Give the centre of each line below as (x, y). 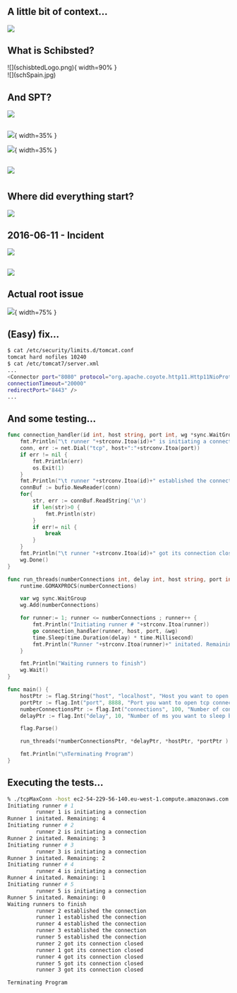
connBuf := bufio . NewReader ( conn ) (71, 488)
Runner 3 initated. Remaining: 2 (56, 858)
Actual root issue (45, 295)
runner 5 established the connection (91, 937)
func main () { (28, 690)
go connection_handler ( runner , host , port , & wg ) (105, 631)
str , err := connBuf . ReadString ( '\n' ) (90, 501)
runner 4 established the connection (91, 924)
